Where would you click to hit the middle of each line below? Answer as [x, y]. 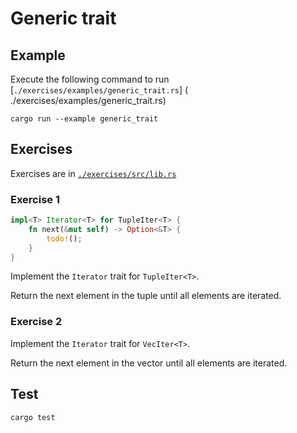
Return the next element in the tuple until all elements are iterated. [146, 296]
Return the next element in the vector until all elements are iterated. [149, 363]
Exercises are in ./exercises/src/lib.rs [93, 173]
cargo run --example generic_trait [84, 119]
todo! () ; [64, 238]
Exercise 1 [35, 199]
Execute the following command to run [90, 79]
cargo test [33, 417]
